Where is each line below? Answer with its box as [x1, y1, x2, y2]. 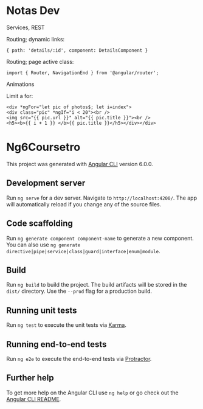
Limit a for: [6, 92, 33, 99]
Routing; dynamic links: [6, 35, 65, 43]
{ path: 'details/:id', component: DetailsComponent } [6, 47, 148, 54]
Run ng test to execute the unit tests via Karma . [6, 321, 126, 329]
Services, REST [6, 24, 45, 31]
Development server [6, 178, 86, 189]
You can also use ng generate [6, 241, 81, 248]
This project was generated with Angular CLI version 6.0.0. [6, 160, 153, 167]
